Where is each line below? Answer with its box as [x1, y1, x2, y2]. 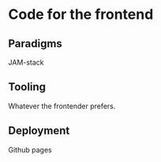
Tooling [8, 80, 46, 94]
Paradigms [8, 37, 63, 50]
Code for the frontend [8, 6, 154, 24]
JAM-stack [8, 57, 45, 67]
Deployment [8, 124, 70, 138]
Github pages [8, 145, 53, 154]
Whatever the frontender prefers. [8, 101, 116, 111]
